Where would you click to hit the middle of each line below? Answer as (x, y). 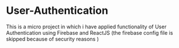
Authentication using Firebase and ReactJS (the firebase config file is (90, 32)
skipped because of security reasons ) (53, 39)
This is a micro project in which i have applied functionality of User (86, 27)
